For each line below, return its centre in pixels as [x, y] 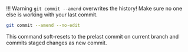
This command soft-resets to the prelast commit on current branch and [93, 36]
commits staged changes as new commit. [57, 43]
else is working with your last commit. [52, 15]
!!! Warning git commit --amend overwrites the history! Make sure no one [94, 8]
